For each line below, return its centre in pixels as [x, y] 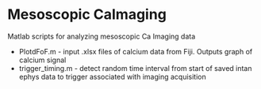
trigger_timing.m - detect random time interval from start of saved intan [135, 68]
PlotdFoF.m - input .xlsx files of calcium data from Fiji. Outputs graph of [136, 51]
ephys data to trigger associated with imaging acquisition [113, 76]
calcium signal [42, 60]
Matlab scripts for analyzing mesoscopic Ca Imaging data [102, 36]
